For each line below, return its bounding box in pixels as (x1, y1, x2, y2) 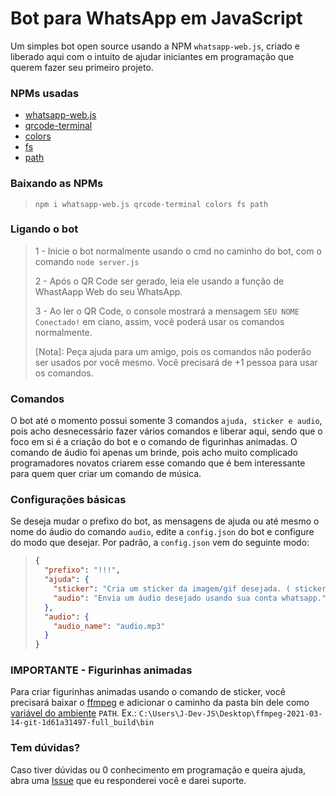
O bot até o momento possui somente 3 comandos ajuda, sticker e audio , (10, 415, 323, 427)
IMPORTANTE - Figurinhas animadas (10, 663, 193, 677)
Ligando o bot (10, 222, 79, 236)
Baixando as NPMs (10, 177, 104, 191)
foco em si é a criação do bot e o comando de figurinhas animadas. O (10, 436, 298, 448)
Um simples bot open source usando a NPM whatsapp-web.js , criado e (10, 40, 300, 52)
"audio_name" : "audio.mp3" (53, 621, 166, 631)
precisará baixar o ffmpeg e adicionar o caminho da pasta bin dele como (10, 697, 310, 709)
